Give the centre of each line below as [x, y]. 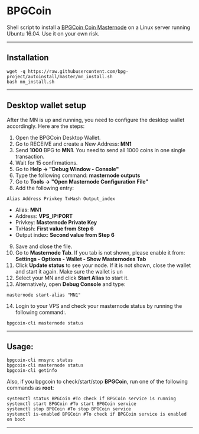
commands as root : [30, 388]
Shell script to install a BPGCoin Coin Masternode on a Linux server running [99, 27]
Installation [28, 58]
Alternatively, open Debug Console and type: [70, 284]
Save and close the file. [44, 246]
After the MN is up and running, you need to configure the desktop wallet [96, 120]
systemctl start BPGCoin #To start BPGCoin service [71, 404]
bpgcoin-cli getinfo [32, 371]
